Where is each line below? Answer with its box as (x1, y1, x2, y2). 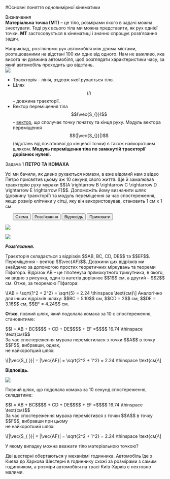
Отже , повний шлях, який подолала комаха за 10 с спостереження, (5, 311, 152, 316)
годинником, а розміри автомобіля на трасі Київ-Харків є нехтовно (5, 464, 151, 469)
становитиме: (5, 316, 36, 322)
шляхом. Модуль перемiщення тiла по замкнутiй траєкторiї (12, 146, 146, 152)
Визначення (5, 14, 31, 20)
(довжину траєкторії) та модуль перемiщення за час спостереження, (5, 193, 156, 199)
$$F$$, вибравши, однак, (5, 342, 61, 348)
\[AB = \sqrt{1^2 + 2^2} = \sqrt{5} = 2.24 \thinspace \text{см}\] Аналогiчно (5, 290, 162, 296)
